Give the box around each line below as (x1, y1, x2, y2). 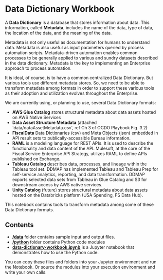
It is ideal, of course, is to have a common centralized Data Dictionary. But (5, 75, 153, 80)
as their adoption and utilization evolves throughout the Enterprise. (5, 90, 139, 96)
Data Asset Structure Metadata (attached (12, 120, 97, 125)
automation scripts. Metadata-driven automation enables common (5, 50, 138, 56)
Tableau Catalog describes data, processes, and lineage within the (12, 161, 147, 167)
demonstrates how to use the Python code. (12, 249, 99, 255)
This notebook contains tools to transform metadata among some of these (5, 201, 154, 207)
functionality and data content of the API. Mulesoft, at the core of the (12, 145, 150, 151)
